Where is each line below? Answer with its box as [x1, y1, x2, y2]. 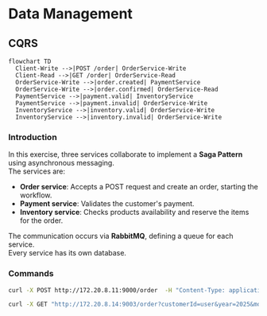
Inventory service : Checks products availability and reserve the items [19, 208, 250, 217]
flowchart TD [8, 57, 52, 65]
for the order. [19, 216, 64, 225]
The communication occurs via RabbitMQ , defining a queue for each [8, 232, 234, 241]
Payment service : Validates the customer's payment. [19, 199, 195, 209]
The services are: [8, 166, 66, 176]
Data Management [8, 5, 133, 23]
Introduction [8, 131, 57, 142]
